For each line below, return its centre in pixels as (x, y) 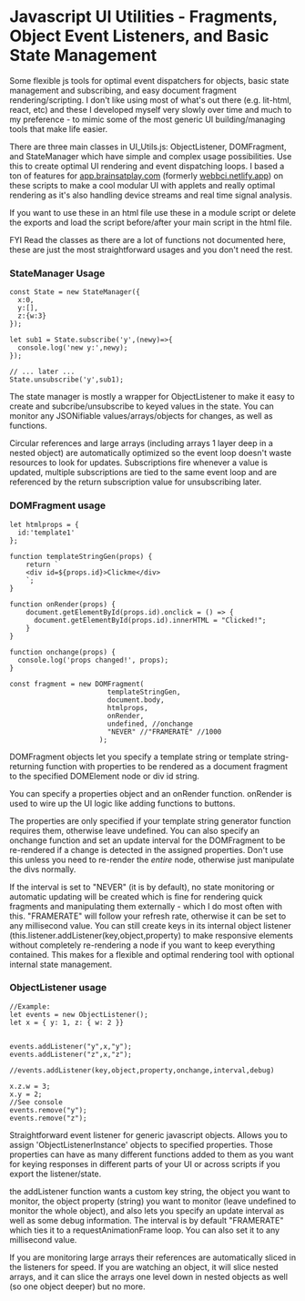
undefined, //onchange (150, 724)
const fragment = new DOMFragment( (77, 684)
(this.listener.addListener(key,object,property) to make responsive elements (152, 935)
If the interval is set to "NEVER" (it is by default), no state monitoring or (142, 887)
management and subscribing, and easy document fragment (123, 90)
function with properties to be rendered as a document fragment (167, 766)
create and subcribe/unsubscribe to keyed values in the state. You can (142, 406)
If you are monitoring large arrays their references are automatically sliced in (153, 1257)
